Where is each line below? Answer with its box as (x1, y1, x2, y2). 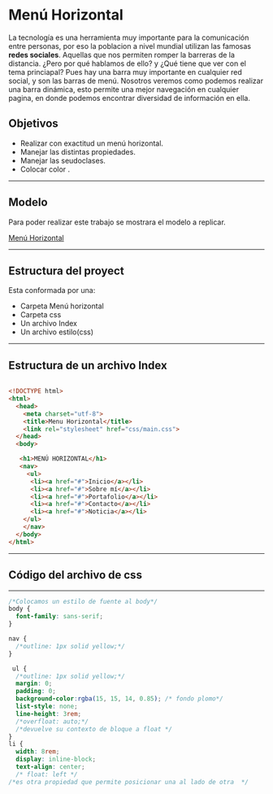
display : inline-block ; (15, 755, 96, 764)
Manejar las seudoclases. (19, 155, 106, 165)
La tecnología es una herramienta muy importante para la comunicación (8, 33, 249, 42)
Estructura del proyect (8, 264, 124, 277)
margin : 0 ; (15, 679, 53, 688)
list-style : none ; (15, 702, 79, 710)
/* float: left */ (15, 770, 79, 779)
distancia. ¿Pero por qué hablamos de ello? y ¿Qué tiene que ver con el (8, 59, 246, 68)
